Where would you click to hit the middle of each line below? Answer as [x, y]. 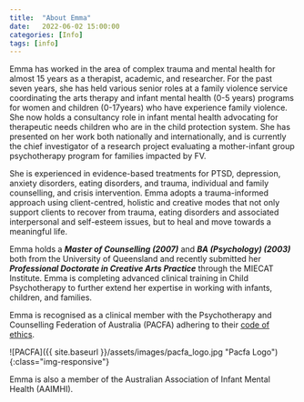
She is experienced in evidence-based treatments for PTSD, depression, [145, 174]
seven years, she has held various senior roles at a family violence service [149, 88]
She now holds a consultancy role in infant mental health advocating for [144, 117]
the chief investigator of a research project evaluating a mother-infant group [152, 146]
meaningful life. [39, 232]
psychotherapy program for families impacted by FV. [108, 156]
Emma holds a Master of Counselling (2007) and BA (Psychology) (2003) [150, 249]
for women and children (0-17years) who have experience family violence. [149, 108]
